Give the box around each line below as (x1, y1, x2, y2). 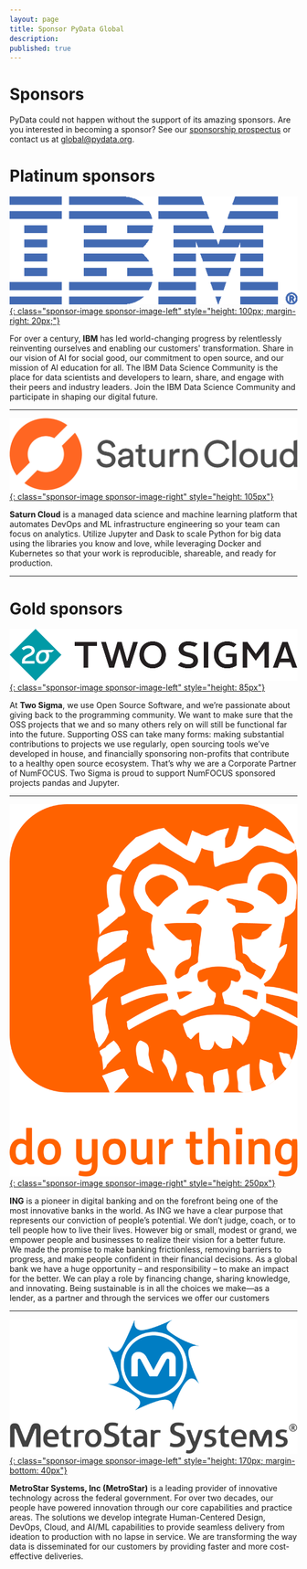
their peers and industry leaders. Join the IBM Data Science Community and (9, 381, 296, 392)
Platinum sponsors (9, 165, 155, 186)
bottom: (9, 1465, 39, 1476)
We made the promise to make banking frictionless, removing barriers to (9, 1244, 282, 1255)
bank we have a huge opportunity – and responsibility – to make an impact (9, 1263, 290, 1274)
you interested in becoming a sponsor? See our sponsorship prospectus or (9, 124, 291, 135)
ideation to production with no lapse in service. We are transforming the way (9, 1532, 298, 1542)
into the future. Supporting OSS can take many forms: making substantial (9, 729, 285, 740)
